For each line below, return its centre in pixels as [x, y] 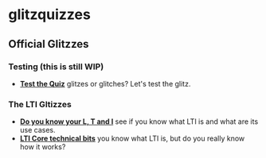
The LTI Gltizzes [40, 104]
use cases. [37, 130]
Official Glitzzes [49, 44]
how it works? [43, 147]
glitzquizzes [50, 15]
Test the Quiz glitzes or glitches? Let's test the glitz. [105, 83]
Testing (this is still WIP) [56, 67]
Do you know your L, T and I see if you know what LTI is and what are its [139, 121]
